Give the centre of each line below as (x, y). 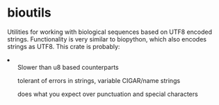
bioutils (29, 13)
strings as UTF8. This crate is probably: (64, 46)
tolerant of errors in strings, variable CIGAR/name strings (99, 80)
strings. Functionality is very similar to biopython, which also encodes (107, 39)
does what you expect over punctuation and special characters (107, 94)
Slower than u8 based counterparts (68, 67)
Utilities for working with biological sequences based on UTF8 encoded (110, 32)
